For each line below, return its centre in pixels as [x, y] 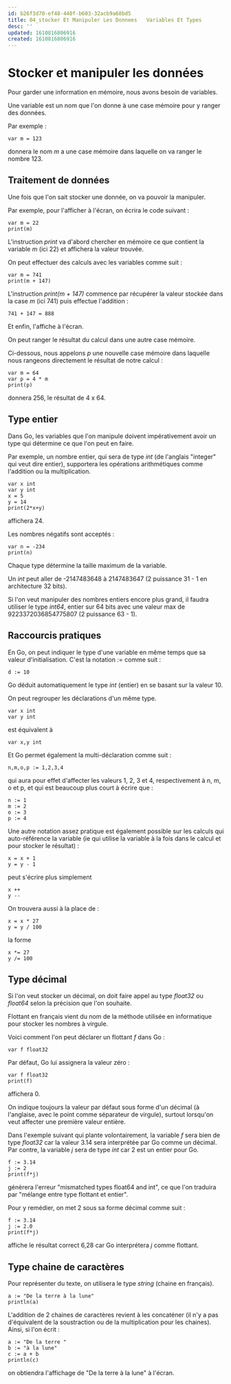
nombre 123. [25, 159]
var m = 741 [25, 275]
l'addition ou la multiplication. [49, 471]
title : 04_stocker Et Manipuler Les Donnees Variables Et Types [105, 20]
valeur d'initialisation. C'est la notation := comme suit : [85, 659]
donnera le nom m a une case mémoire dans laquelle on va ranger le [105, 151]
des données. [27, 113]
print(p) [20, 385]
